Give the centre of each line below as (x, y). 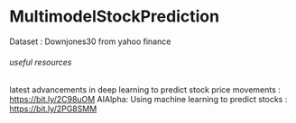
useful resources (41, 62)
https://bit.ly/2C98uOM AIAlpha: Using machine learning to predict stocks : (148, 100)
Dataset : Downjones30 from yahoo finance (90, 41)
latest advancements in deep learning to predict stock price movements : (145, 90)
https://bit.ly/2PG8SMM (53, 109)
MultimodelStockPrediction (114, 17)
